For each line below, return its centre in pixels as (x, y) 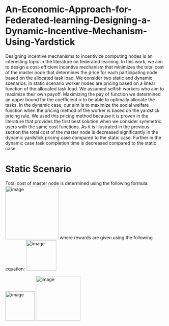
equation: (15, 269)
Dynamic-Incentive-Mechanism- (76, 31)
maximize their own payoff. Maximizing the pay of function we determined (83, 94)
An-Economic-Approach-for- (69, 9)
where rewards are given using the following (106, 237)
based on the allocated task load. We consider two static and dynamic (79, 78)
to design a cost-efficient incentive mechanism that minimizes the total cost (84, 67)
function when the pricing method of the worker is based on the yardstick (82, 110)
